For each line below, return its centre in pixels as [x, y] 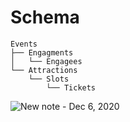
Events [24, 44]
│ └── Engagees [46, 61]
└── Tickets [71, 87]
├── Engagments [42, 52]
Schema [45, 17]
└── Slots [49, 79]
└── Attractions [44, 70]
